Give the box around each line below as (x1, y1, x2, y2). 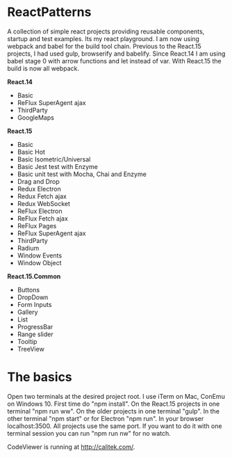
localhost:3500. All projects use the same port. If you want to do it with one (7, 422, 222, 430)
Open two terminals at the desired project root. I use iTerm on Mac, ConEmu (7, 392, 226, 400)
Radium (17, 244, 40, 252)
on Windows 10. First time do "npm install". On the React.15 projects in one (7, 400, 220, 408)
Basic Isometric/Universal (17, 155, 91, 164)
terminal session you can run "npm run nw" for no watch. (7, 429, 172, 437)
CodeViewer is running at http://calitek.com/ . (7, 443, 135, 451)
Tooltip (17, 337, 38, 345)
